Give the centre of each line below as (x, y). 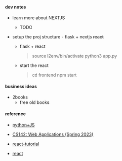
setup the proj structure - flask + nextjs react (58, 37)
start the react (34, 65)
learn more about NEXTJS (39, 18)
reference (16, 114)
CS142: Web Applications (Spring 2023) (53, 134)
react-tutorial (26, 144)
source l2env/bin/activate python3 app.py (74, 56)
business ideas (21, 86)
